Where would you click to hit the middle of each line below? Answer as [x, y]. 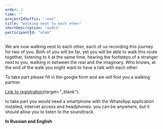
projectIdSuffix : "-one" [30, 19]
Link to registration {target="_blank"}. [42, 92]
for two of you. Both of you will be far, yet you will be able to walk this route [81, 52]
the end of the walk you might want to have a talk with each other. [72, 67]
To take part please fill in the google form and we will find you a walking [78, 77]
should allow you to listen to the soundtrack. [50, 112]
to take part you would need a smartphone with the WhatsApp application [80, 101]
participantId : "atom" [28, 32]
